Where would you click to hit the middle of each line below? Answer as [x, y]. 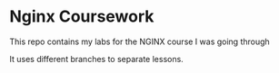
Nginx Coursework [82, 17]
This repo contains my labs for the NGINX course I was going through [139, 41]
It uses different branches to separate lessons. [96, 59]
